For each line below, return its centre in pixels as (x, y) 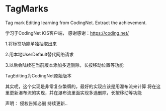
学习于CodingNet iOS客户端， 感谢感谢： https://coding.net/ (67, 33)
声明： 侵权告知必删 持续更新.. (36, 103)
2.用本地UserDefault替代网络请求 (39, 54)
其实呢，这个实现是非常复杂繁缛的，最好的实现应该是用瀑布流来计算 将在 (81, 86)
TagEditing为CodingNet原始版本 (38, 75)
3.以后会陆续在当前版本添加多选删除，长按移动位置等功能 (65, 65)
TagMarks (27, 9)
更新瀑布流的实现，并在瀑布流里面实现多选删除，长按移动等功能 (75, 92)
